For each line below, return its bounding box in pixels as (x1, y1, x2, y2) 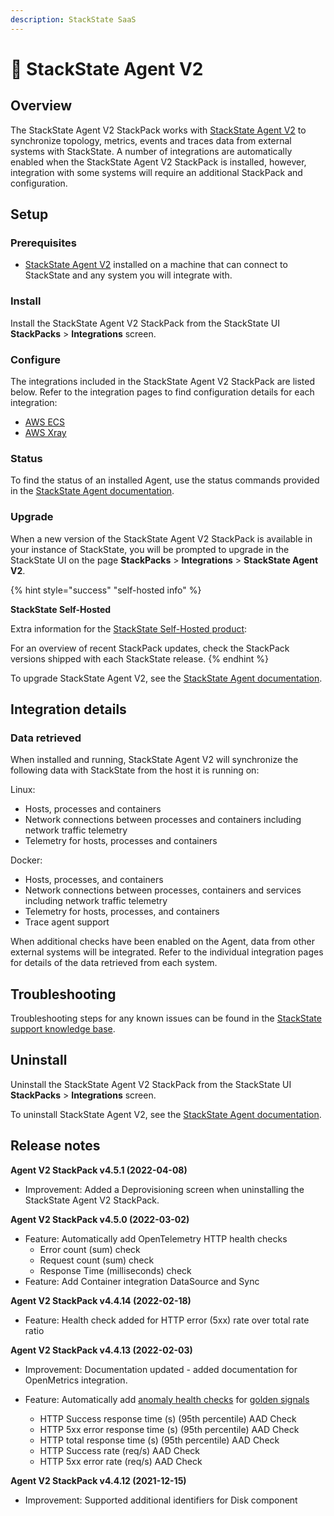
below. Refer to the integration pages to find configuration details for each (10, 386, 315, 398)
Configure (10, 352, 61, 366)
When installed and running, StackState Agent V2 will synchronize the (10, 754, 299, 766)
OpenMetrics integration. (24, 1374, 128, 1386)
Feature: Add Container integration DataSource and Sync (24, 1275, 260, 1287)
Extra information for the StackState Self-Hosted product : (10, 622, 248, 635)
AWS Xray (24, 426, 67, 438)
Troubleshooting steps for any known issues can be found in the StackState (10, 1012, 322, 1024)
